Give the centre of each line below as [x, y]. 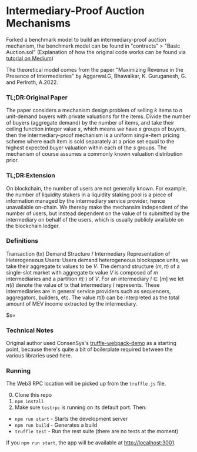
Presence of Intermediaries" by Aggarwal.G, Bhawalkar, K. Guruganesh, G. [96, 76]
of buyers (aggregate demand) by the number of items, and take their [90, 123]
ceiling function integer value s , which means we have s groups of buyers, [96, 129]
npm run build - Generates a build [56, 425]
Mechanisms [38, 23]
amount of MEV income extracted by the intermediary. [72, 303]
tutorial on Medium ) [30, 58]
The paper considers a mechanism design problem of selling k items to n [94, 111]
